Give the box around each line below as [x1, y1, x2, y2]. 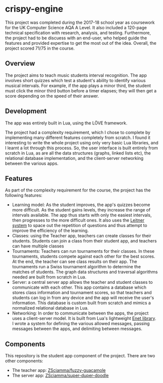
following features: [5, 192, 43, 198]
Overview [5, 59, 36, 68]
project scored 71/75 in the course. [5, 45, 75, 51]
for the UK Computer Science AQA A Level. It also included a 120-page [5, 24, 147, 30]
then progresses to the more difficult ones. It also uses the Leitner [12, 217, 145, 223]
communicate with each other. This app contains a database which [12, 284, 147, 290]
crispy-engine [5, 3, 63, 15]
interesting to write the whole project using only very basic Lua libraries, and [5, 139, 159, 145]
